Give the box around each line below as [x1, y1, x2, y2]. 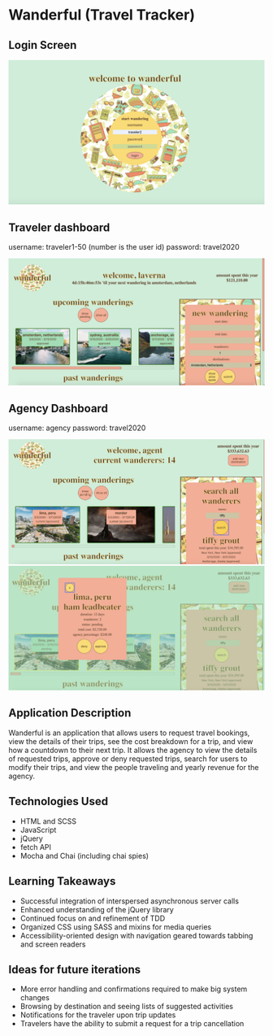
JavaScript [19, 825, 57, 834]
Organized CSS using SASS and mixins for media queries [19, 921, 212, 932]
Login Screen [8, 38, 77, 52]
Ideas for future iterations [8, 962, 141, 977]
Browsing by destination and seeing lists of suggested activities [19, 1002, 234, 1012]
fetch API [19, 842, 51, 851]
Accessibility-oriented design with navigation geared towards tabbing [19, 930, 253, 940]
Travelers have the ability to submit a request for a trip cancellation [19, 1019, 245, 1029]
